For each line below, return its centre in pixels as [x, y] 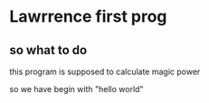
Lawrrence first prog [88, 17]
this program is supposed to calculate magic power [105, 71]
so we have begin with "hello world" [76, 89]
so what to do [48, 50]
